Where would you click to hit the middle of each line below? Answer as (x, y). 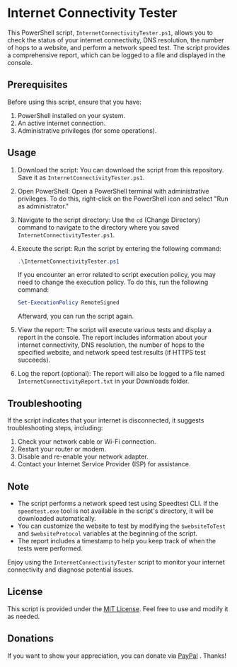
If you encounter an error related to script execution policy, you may (116, 275)
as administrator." (43, 206)
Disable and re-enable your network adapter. (83, 456)
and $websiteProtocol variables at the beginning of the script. (108, 533)
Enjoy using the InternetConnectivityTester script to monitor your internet (116, 562)
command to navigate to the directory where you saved (98, 227)
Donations (31, 638)
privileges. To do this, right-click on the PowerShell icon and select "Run (123, 199)
